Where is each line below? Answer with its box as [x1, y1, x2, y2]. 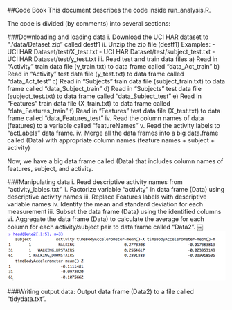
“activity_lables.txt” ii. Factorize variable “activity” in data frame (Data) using [7, 186, 225, 193]
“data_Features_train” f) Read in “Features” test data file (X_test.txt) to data [7, 107, 221, 115]
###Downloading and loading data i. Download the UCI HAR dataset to [7, 33, 209, 41]
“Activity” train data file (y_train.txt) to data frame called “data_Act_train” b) [7, 63, 220, 70]
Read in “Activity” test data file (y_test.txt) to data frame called [7, 70, 184, 78]
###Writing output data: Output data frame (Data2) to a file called [7, 287, 194, 295]
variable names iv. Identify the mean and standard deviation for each [7, 200, 203, 208]
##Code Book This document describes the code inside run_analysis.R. [7, 6, 211, 14]
